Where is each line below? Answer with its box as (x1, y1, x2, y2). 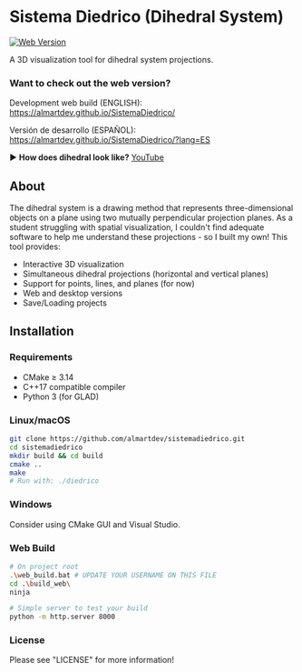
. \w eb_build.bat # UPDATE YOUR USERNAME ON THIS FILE (9, 570, 218, 579)
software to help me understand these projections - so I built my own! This (9, 232, 288, 243)
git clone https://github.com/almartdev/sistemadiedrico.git (9, 435, 246, 444)
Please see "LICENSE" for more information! (9, 655, 175, 666)
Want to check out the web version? (9, 76, 171, 89)
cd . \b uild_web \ (9, 579, 71, 588)
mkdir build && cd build (9, 451, 103, 460)
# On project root (9, 562, 79, 571)
